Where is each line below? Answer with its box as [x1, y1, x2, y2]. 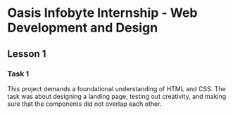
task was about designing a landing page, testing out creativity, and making [7, 92, 227, 100]
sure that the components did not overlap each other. [7, 100, 162, 108]
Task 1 [7, 69, 30, 79]
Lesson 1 [7, 48, 46, 60]
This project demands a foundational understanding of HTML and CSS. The [7, 84, 227, 93]
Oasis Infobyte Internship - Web [7, 5, 198, 21]
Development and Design [7, 20, 158, 36]
